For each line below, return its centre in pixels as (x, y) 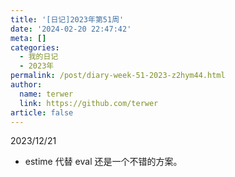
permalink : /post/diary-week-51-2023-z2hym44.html (118, 76)
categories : (35, 47)
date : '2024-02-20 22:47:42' (71, 29)
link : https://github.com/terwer (89, 103)
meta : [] (28, 38)
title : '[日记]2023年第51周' (67, 19)
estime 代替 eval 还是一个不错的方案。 (103, 162)
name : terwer (46, 94)
